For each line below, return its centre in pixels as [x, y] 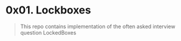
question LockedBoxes [48, 32]
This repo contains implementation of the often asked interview [98, 26]
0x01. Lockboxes [49, 10]
